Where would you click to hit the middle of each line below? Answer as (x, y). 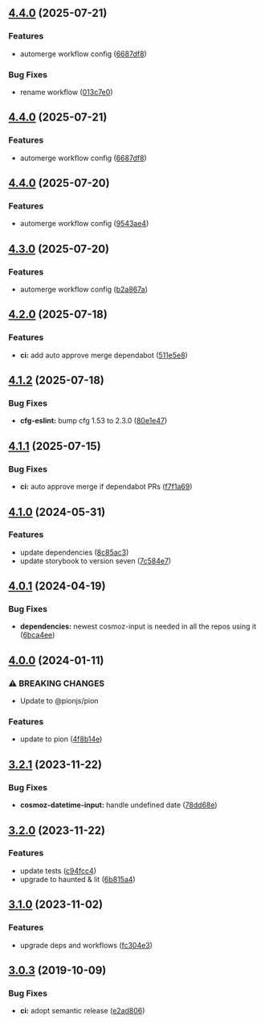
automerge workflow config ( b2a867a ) (84, 290)
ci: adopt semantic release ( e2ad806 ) (82, 1011)
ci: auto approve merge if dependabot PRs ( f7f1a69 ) (106, 487)
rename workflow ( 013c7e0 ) (66, 92)
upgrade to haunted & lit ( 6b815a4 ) (77, 879)
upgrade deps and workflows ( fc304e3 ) (86, 945)
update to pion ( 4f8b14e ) (61, 739)
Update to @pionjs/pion (59, 701)
